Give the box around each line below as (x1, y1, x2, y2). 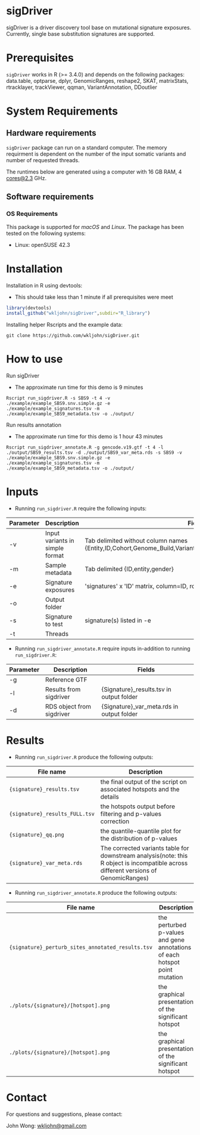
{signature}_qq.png (9, 831, 64, 839)
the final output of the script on (100, 778, 187, 786)
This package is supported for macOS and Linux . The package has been (6, 223, 185, 230)
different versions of (100, 867, 157, 875)
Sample (45, 561, 67, 570)
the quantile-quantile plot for (100, 827, 182, 836)
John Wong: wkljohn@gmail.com (6, 1122, 87, 1129)
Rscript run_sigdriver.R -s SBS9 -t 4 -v (6, 395, 111, 401)
